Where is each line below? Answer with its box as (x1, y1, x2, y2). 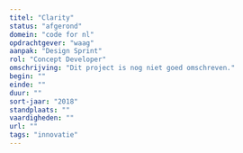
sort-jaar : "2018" (9, 96, 78, 106)
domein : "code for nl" (9, 30, 94, 39)
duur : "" (9, 88, 42, 97)
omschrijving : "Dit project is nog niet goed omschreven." (9, 64, 236, 73)
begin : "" (9, 72, 47, 81)
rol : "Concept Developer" (9, 55, 106, 64)
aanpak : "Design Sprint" (9, 47, 103, 56)
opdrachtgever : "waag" (9, 38, 94, 48)
